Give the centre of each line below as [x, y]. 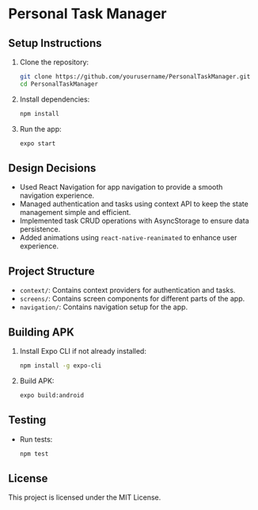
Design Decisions [52, 168]
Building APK [41, 332]
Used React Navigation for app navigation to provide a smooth [121, 187]
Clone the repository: [54, 62]
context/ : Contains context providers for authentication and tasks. [127, 290]
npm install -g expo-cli [61, 366]
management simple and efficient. [75, 213]
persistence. [40, 229]
